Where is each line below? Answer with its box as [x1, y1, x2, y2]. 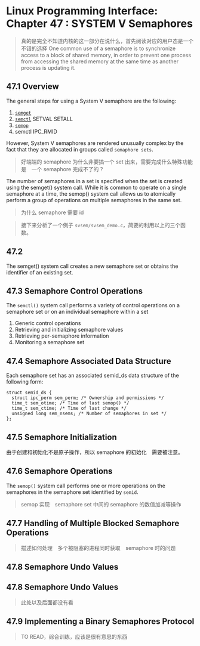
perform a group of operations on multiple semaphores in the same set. [6, 196, 182, 203]
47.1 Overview [6, 82, 60, 92]
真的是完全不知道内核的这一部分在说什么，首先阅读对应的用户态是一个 [20, 37, 194, 44]
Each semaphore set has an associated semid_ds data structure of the [6, 372, 179, 379]
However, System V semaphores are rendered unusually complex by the [6, 139, 184, 147]
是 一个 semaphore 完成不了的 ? [20, 165, 103, 172]
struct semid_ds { [6, 390, 52, 396]
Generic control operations [14, 320, 81, 327]
